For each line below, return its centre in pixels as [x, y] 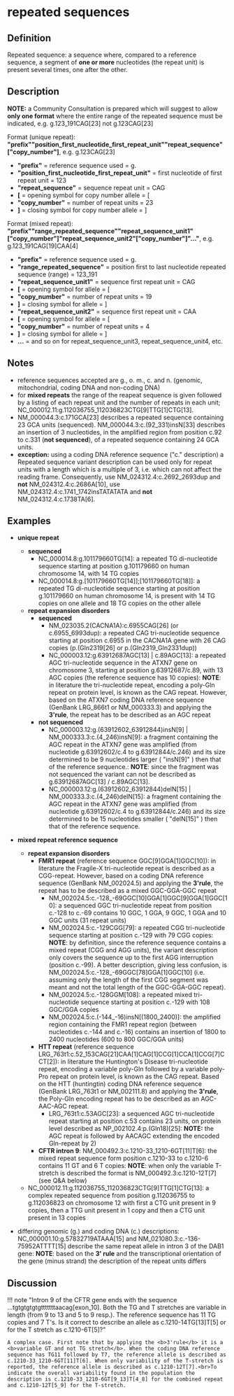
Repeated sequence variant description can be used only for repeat [115, 462]
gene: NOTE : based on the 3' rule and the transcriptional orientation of [119, 1254]
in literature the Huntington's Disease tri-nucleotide [134, 1062]
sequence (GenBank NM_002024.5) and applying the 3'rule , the [131, 883]
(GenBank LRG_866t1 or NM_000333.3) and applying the [130, 707]
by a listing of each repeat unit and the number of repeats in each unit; [119, 402]
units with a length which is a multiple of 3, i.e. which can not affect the [119, 469]
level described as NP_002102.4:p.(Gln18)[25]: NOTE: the [131, 1129]
